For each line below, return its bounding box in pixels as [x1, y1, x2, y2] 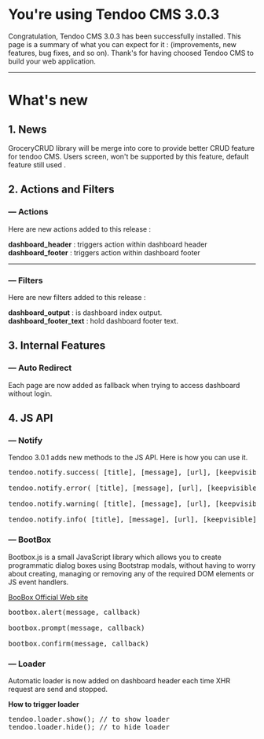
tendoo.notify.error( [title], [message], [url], [8, 484, 203, 492]
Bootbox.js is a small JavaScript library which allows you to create [8, 552, 222, 562]
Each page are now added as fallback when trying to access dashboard [8, 380, 240, 390]
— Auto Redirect [8, 363, 72, 374]
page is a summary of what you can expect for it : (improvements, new [8, 39, 237, 49]
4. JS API [8, 412, 53, 425]
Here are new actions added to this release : [8, 224, 152, 233]
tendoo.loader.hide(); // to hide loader [8, 723, 170, 731]
